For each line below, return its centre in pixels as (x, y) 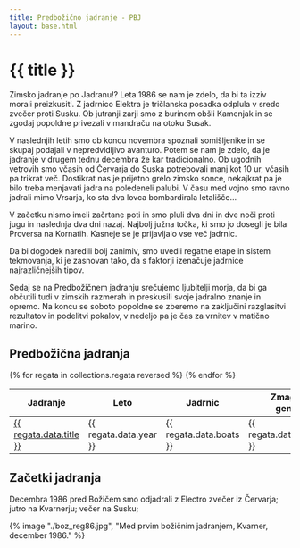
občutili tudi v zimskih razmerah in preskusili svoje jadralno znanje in (135, 297)
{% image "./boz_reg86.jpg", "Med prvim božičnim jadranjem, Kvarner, (139, 526)
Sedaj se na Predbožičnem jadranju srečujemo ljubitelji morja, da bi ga (138, 288)
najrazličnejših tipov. (47, 270)
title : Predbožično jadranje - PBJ (75, 17)
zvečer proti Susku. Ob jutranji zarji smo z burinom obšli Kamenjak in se (141, 114)
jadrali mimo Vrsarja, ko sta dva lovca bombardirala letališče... (123, 198)
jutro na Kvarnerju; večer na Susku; (74, 509)
